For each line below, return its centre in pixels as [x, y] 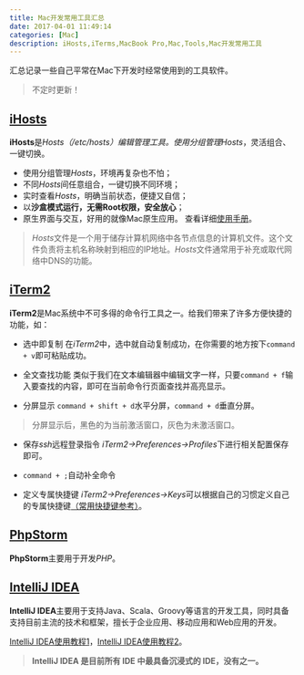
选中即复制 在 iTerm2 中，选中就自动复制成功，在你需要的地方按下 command [159, 344]
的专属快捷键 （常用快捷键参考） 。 [85, 505]
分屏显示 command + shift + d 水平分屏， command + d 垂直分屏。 [141, 405]
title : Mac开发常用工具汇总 [57, 18]
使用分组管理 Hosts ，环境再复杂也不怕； [97, 173]
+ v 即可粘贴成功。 [57, 355]
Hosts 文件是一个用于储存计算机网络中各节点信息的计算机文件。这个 [158, 238]
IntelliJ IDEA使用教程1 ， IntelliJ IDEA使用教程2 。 [98, 641]
